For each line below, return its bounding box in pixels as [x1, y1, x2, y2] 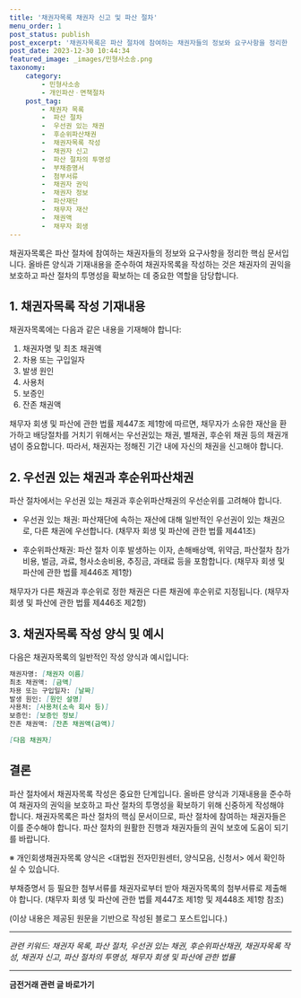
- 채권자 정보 [41, 188, 89, 197]
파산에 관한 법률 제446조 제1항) [21, 567, 133, 578]
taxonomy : [9, 64, 47, 73]
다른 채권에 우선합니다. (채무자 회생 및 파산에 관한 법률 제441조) [34, 526, 256, 537]
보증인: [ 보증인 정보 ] [9, 711, 79, 721]
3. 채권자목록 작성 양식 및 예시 [9, 626, 165, 642]
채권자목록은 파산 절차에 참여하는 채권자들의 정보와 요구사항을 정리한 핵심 [9, 248, 266, 258]
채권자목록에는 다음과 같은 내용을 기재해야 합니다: [9, 324, 182, 335]
